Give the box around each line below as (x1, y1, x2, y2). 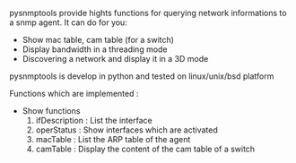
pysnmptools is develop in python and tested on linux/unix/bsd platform (9, 71, 274, 81)
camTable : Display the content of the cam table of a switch (35, 143, 256, 154)
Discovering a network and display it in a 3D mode (22, 54, 209, 64)
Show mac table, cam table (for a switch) (22, 35, 175, 45)
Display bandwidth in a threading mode (22, 44, 168, 55)
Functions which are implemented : (9, 89, 139, 99)
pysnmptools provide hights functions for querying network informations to (9, 8, 287, 18)
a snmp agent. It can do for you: (9, 17, 127, 28)
